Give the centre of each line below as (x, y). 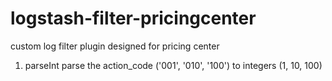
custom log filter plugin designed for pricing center (115, 46)
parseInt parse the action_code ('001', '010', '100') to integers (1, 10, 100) (173, 65)
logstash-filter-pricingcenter (133, 18)
